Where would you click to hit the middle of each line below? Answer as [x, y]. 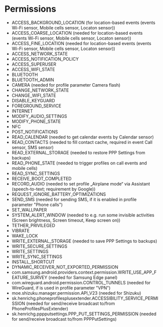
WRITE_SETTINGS [30, 251]
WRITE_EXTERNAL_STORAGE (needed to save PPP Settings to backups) [84, 241]
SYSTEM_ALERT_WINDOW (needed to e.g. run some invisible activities [83, 215]
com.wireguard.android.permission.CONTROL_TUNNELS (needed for [81, 282]
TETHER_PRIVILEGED [33, 225]
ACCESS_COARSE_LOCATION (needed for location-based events [77, 33]
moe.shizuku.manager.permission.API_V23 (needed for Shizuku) [76, 293]
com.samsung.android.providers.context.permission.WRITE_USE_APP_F [84, 272]
